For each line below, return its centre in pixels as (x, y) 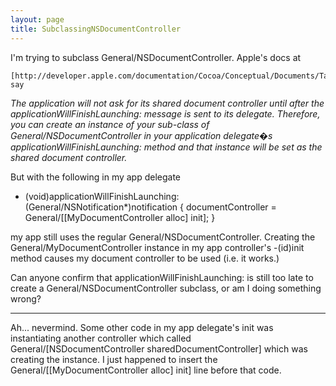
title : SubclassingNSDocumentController (96, 29)
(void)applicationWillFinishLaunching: (102, 196)
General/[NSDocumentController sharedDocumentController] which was (159, 348)
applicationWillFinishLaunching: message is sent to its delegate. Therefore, (165, 113)
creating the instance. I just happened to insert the (114, 359)
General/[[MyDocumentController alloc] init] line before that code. (146, 370)
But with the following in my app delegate (96, 177)
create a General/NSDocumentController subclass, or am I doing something (166, 288)
